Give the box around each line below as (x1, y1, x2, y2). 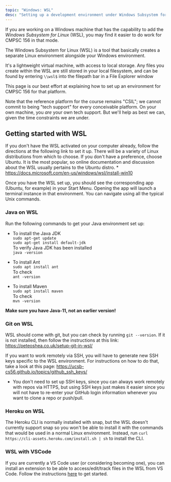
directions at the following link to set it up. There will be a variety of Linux (5, 148, 159, 155)
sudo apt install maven (12, 289, 64, 294)
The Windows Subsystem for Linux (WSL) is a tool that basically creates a (5, 47, 160, 53)
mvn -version (12, 298, 41, 303)
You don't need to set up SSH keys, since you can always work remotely (12, 378, 164, 385)
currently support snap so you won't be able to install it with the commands (5, 424, 164, 431)
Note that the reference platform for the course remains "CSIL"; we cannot (5, 98, 161, 105)
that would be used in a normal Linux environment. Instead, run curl (5, 430, 148, 436)
